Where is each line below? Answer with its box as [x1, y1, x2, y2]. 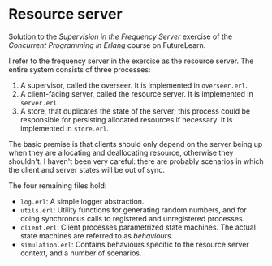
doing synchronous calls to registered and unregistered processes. [19, 213, 245, 223]
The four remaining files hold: [8, 180, 107, 191]
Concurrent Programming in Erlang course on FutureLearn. [8, 40, 206, 49]
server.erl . [19, 97, 59, 107]
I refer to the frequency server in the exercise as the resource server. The [8, 56, 254, 66]
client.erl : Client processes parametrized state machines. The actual [19, 222, 256, 232]
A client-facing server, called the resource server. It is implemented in [19, 88, 253, 98]
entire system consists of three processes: [8, 64, 151, 74]
